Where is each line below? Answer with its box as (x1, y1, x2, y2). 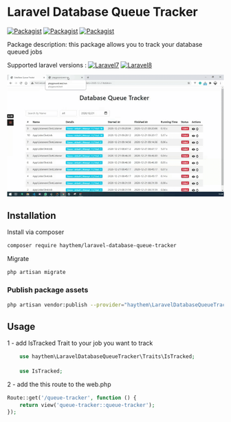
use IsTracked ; (19, 368, 63, 374)
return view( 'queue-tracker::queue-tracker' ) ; (19, 401, 155, 408)
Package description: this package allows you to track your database (7, 40, 203, 48)
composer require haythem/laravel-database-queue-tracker (7, 242, 177, 249)
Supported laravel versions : (7, 61, 87, 69)
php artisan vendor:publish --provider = (7, 302, 125, 308)
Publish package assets (7, 285, 89, 295)
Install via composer (7, 228, 65, 236)
